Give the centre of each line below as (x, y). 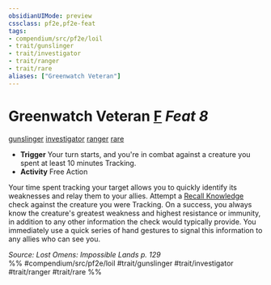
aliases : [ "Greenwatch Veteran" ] (65, 76)
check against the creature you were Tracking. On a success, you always (130, 204)
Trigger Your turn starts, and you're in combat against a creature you (135, 154)
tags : (17, 31)
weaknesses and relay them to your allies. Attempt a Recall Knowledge (126, 196)
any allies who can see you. (55, 239)
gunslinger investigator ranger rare (66, 138)
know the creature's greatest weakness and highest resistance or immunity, (135, 213)
